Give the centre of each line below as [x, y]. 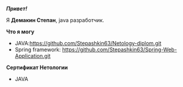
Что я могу [20, 32]
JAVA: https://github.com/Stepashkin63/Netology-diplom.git [88, 43]
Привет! [17, 9]
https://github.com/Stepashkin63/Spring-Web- [120, 49]
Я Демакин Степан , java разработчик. [55, 20]
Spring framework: [38, 49]
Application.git [32, 56]
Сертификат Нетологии [37, 67]
